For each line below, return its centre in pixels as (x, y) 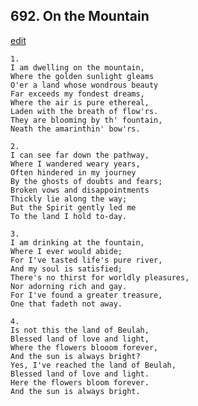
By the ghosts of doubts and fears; (86, 181)
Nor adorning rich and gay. (69, 286)
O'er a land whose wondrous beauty (84, 85)
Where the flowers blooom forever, (84, 347)
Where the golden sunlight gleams (82, 76)
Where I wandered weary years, (75, 164)
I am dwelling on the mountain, (77, 67)
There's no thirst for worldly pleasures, (100, 277)
